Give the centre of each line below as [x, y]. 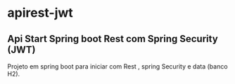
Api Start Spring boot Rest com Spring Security [113, 39]
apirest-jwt [40, 13]
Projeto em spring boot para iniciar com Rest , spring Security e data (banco [118, 66]
